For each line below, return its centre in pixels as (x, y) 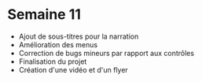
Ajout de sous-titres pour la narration (79, 36)
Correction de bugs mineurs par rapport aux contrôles (106, 53)
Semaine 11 (44, 15)
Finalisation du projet (53, 61)
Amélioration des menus (58, 44)
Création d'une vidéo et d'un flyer (73, 69)
